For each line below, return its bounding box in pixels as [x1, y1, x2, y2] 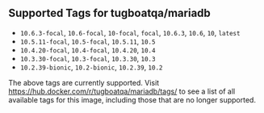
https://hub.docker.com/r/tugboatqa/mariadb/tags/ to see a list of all [8, 86, 236, 96]
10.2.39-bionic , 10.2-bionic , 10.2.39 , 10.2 [19, 62, 163, 72]
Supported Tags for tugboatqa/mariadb [8, 6, 212, 20]
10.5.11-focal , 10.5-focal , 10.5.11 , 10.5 [19, 36, 156, 46]
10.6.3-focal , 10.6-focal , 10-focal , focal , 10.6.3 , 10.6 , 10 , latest [19, 27, 241, 37]
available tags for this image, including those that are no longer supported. [8, 94, 257, 104]
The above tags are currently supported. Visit [8, 77, 160, 87]
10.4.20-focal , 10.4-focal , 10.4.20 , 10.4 [19, 44, 156, 55]
